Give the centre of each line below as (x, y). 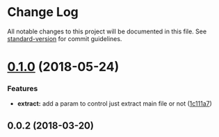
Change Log (43, 12)
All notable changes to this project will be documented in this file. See (107, 31)
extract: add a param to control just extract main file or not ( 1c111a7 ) (114, 104)
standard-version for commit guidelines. (65, 38)
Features (23, 89)
